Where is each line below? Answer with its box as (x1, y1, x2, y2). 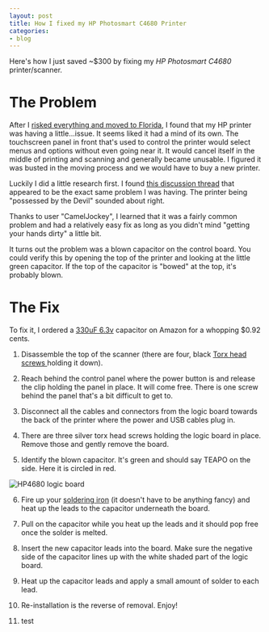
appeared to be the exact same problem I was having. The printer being (9, 187, 248, 197)
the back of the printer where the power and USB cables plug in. (20, 415, 236, 425)
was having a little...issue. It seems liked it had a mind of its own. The (9, 129, 239, 138)
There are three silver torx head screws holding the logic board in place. (20, 431, 262, 440)
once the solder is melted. (20, 528, 108, 537)
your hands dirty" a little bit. (9, 229, 102, 238)
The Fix (9, 298, 60, 317)
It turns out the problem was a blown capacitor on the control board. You (9, 244, 251, 255)
